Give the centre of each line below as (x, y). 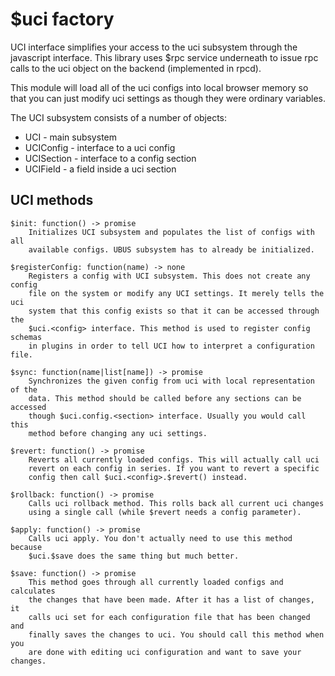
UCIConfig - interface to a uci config (100, 147)
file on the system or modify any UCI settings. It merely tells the (176, 293)
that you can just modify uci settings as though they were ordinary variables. (168, 98)
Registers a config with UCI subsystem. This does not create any (169, 276)
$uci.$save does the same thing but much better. (134, 556)
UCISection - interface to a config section (110, 158)
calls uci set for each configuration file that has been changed (169, 617)
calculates (33, 591)
